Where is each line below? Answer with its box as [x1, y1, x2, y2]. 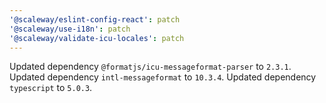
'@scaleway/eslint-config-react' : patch [9, 14, 181, 25]
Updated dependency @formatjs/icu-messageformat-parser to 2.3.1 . [9, 61, 292, 73]
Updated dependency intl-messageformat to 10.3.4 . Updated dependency [9, 71, 317, 83]
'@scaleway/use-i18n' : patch [9, 24, 131, 34]
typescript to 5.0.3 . [9, 82, 93, 94]
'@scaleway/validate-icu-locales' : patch [9, 33, 185, 43]
